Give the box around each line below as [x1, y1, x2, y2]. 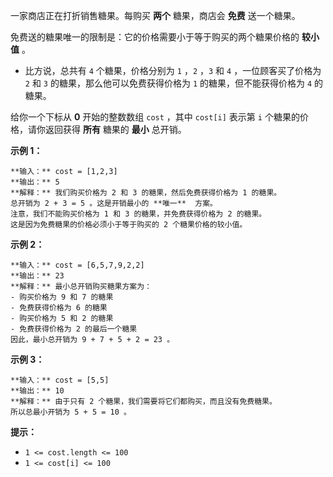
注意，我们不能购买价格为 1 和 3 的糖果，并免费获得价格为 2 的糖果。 [10, 209, 267, 219]
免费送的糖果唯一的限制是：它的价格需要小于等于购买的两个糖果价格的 [10, 31, 300, 43]
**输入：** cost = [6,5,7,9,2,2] [10, 260, 145, 270]
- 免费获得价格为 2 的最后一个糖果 [10, 324, 138, 334]
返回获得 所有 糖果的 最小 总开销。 [44, 124, 187, 135]
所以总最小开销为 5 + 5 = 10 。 [10, 407, 132, 417]
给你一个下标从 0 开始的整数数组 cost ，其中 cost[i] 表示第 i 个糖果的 [10, 111, 300, 123]
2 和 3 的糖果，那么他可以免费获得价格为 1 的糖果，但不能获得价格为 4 [24, 77, 313, 89]
